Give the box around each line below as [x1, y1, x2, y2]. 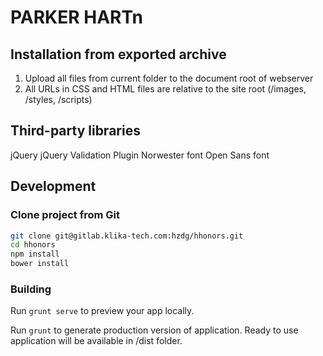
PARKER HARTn [10, 6, 144, 29]
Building [10, 282, 52, 296]
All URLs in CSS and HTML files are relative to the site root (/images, [24, 83, 307, 95]
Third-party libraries [10, 122, 141, 140]
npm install [10, 249, 60, 260]
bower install [10, 259, 70, 269]
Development [10, 178, 97, 195]
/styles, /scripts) [24, 94, 93, 105]
